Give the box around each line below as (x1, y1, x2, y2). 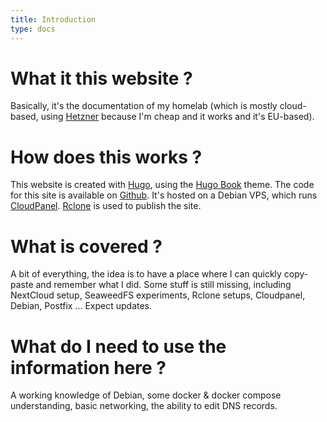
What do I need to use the (10, 335, 227, 358)
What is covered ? (10, 235, 163, 258)
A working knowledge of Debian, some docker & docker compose (10, 389, 282, 401)
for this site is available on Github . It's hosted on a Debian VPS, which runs (10, 189, 318, 201)
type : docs (10, 24, 56, 34)
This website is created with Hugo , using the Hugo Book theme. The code (10, 179, 315, 191)
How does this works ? (10, 146, 203, 168)
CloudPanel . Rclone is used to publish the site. (10, 200, 202, 212)
